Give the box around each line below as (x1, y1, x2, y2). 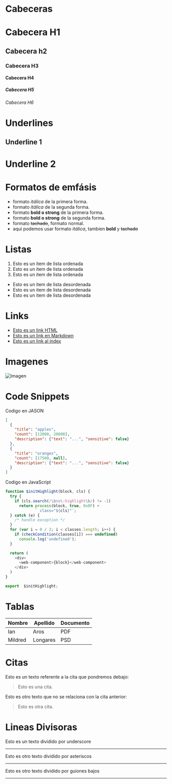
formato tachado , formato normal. (12, 220, 84, 226)
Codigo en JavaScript (5, 479, 51, 485)
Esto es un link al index (12, 338, 61, 344)
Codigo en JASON (5, 407, 44, 413)
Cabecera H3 (5, 62, 39, 69)
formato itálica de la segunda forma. (12, 204, 90, 210)
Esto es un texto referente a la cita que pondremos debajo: (5, 673, 129, 680)
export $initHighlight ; (5, 583, 58, 589)
